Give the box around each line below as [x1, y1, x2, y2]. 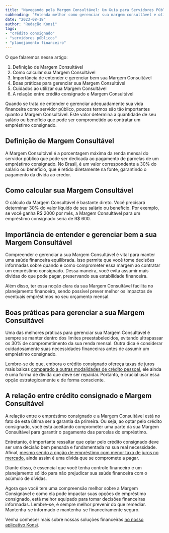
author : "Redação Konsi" [5, 21, 57, 27]
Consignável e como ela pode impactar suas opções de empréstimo [5, 491, 146, 497]
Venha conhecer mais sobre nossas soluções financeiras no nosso [5, 516, 144, 522]
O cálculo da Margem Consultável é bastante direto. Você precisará [5, 200, 145, 206]
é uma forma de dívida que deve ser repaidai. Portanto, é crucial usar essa [5, 372, 160, 377]
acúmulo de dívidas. [5, 475, 47, 481]
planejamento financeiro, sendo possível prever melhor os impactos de [5, 288, 152, 295]
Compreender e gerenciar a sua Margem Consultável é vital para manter [5, 252, 155, 258]
